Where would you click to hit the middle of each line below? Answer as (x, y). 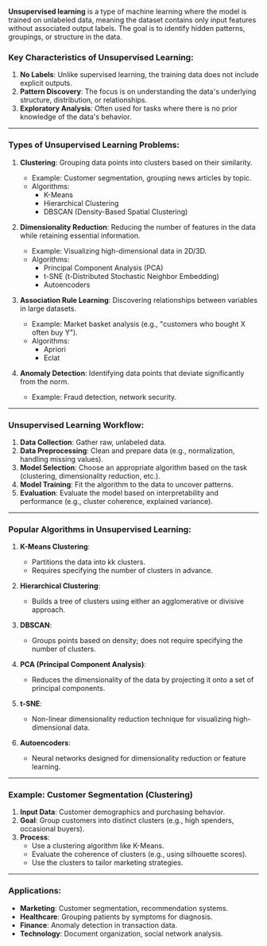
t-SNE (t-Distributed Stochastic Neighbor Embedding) (132, 276)
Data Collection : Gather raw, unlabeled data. (93, 442)
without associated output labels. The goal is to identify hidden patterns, (127, 28)
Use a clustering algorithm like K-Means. (98, 846)
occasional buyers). (52, 829)
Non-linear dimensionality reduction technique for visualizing (132, 719)
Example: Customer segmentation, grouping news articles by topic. (141, 177)
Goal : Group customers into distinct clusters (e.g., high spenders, (127, 820)
